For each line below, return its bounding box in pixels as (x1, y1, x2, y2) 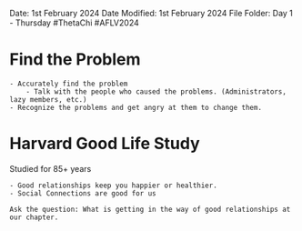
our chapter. (9, 213, 59, 222)
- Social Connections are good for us (9, 188, 156, 198)
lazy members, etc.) (9, 95, 88, 104)
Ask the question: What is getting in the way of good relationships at (9, 205, 291, 214)
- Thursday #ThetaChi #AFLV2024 (9, 17, 139, 28)
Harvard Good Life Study (9, 134, 200, 154)
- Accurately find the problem (9, 79, 128, 88)
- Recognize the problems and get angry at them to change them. (9, 103, 262, 112)
